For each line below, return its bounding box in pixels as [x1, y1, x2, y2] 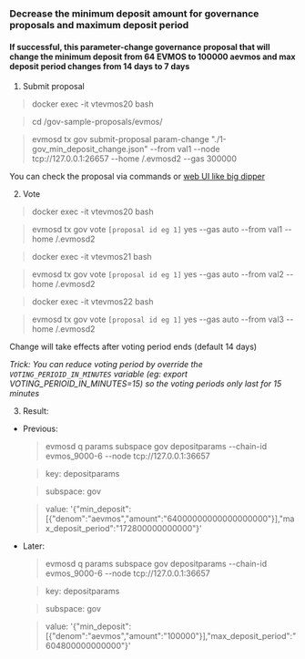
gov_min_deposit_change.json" [31, 144, 148, 155]
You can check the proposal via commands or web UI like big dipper [9, 171, 266, 182]
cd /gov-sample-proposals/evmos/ [31, 117, 163, 128]
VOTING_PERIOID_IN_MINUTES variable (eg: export [9, 368, 188, 380]
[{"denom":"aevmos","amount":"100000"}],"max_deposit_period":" [45, 631, 297, 642]
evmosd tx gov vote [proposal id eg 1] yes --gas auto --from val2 [31, 269, 285, 280]
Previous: [22, 423, 59, 435]
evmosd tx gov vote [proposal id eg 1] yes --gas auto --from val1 [31, 224, 283, 235]
